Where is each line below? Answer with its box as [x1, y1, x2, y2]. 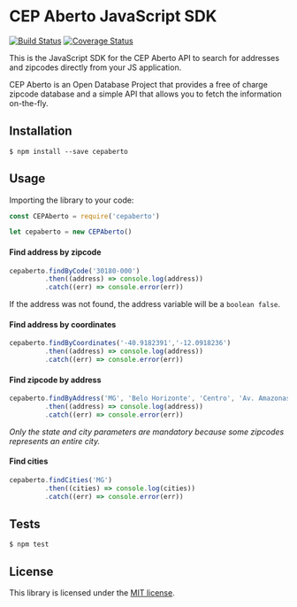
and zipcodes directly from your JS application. [9, 62, 182, 73]
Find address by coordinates [9, 319, 117, 329]
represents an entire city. [9, 435, 101, 446]
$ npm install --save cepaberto [9, 147, 128, 156]
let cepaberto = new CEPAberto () [9, 227, 133, 236]
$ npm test [9, 540, 49, 549]
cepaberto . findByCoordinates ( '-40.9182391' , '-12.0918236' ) [9, 339, 232, 348]
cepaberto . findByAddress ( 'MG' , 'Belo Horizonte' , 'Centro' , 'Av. [9, 394, 255, 403]
